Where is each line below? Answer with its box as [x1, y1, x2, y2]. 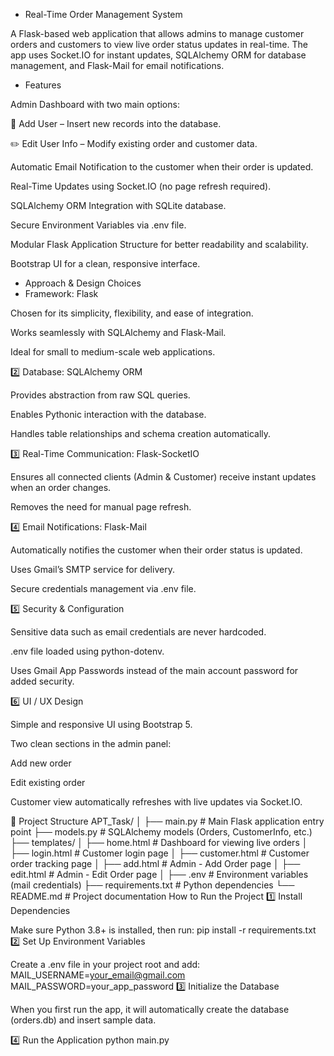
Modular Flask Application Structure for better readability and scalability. [10, 239, 309, 250]
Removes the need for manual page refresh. [10, 501, 192, 513]
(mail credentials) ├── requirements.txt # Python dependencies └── [10, 879, 295, 891]
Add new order [10, 757, 72, 769]
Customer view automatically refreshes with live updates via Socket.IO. [10, 796, 303, 808]
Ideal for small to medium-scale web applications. [10, 346, 216, 358]
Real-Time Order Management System [24, 9, 183, 20]
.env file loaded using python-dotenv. [10, 645, 165, 657]
